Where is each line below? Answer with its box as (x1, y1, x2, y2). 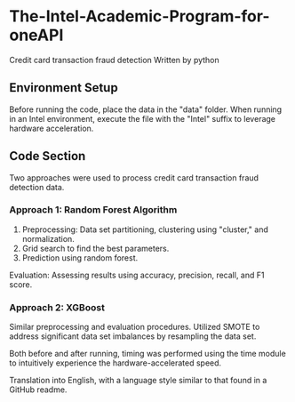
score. (9, 278, 33, 290)
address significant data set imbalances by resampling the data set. (9, 331, 257, 342)
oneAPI (9, 25, 64, 45)
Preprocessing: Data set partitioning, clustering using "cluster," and (21, 224, 268, 235)
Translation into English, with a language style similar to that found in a (9, 375, 267, 386)
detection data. (9, 181, 65, 192)
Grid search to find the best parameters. (21, 243, 170, 253)
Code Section (9, 149, 86, 164)
